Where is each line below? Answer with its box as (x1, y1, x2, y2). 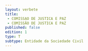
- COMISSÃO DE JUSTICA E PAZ (7, 20, 67, 26)
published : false (5, 25, 40, 30)
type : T (5, 34, 21, 39)
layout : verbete (5, 7, 38, 12)
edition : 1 (5, 30, 27, 34)
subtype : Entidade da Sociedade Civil (5, 39, 84, 44)
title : (5, 12, 18, 17)
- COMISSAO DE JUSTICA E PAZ (7, 16, 67, 21)
